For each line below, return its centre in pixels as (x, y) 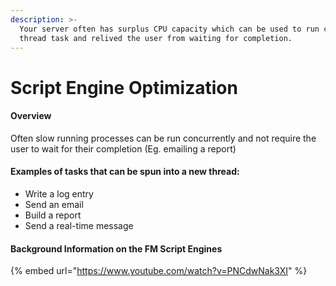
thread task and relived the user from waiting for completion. (156, 38)
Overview (31, 116)
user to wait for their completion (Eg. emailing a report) (123, 148)
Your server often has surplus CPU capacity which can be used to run (169, 29)
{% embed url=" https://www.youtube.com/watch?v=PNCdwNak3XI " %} (159, 271)
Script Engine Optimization (124, 87)
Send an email (54, 204)
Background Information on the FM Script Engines (116, 248)
